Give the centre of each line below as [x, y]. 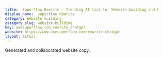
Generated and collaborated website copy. [48, 50]
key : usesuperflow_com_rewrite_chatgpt [45, 28]
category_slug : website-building [39, 23]
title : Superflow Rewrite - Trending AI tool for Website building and [80, 9]
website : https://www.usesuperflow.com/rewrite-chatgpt [63, 32]
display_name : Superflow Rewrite [40, 14]
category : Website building [33, 18]
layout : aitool [20, 37]
